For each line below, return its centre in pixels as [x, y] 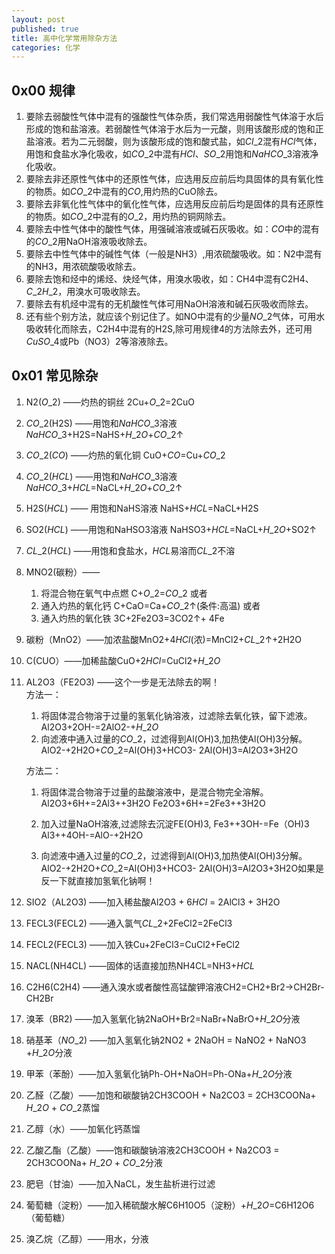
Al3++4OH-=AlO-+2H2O [92, 835]
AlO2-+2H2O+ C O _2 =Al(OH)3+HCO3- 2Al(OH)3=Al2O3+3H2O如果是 [182, 868]
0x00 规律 [43, 90]
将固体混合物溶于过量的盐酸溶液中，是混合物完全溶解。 [154, 792]
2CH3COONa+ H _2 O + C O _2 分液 [94, 1162]
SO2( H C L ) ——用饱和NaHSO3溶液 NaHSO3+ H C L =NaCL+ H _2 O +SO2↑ [171, 529]
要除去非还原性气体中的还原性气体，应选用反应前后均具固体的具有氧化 [170, 179]
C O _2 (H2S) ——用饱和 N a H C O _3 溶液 [101, 423]
